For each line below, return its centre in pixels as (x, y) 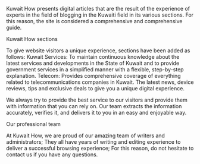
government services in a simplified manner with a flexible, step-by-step (95, 70)
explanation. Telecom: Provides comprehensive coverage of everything (93, 76)
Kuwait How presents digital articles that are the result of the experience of (98, 9)
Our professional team (34, 124)
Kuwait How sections (32, 39)
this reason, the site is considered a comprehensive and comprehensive (94, 21)
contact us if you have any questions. (52, 154)
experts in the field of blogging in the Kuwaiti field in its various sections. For (100, 15)
